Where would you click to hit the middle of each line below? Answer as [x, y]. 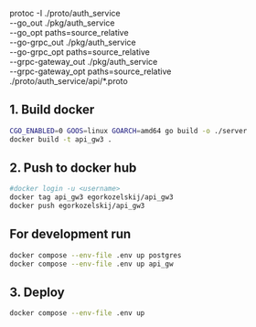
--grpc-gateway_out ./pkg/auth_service [84, 62]
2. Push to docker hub [73, 168]
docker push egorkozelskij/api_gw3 [77, 206]
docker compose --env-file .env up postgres [96, 255]
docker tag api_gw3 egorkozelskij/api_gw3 [91, 197]
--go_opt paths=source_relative [69, 32]
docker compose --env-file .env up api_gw [91, 264]
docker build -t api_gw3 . [61, 139]
